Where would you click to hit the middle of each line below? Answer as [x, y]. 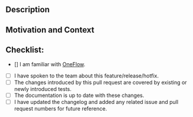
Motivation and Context [50, 30]
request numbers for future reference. [60, 108]
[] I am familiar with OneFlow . [50, 64]
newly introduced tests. [43, 89]
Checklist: [25, 50]
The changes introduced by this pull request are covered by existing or [100, 82]
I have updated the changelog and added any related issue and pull [96, 102]
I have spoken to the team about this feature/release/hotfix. [86, 76]
